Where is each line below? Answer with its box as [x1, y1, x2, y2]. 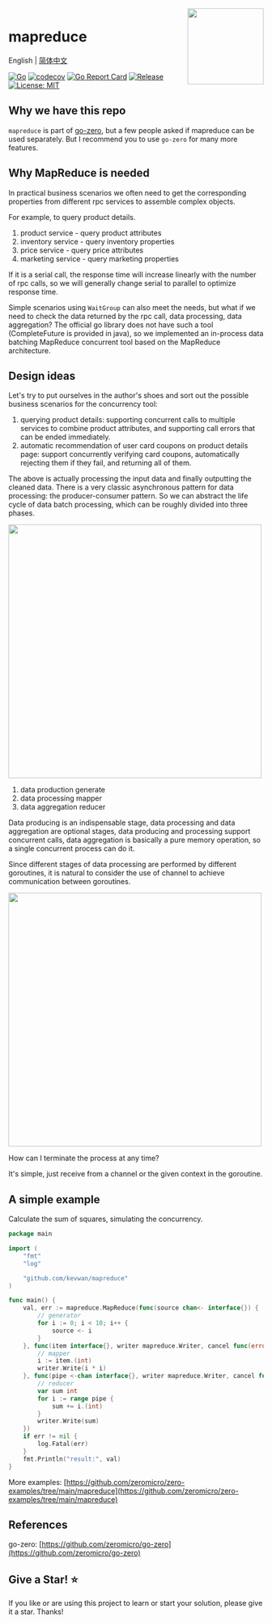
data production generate [19, 785, 106, 795]
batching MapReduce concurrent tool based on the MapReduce [8, 337, 221, 347]
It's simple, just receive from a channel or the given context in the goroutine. [8, 1169, 263, 1179]
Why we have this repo [8, 104, 126, 118]
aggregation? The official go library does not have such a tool [8, 320, 214, 330]
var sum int [37, 1387, 79, 1395]
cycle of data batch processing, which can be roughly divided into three [8, 499, 249, 510]
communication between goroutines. [8, 877, 131, 887]
